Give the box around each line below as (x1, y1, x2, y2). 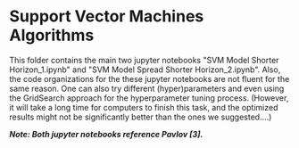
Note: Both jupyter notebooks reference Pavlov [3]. (9, 128, 203, 139)
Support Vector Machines (9, 6, 204, 27)
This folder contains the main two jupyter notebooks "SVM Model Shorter (9, 54, 279, 65)
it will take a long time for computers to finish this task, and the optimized (9, 102, 278, 112)
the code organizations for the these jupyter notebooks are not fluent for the (9, 73, 290, 84)
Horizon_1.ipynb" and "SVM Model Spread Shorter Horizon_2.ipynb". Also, (9, 64, 281, 75)
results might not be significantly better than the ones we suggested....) (9, 111, 272, 122)
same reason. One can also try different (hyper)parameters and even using (9, 83, 285, 94)
